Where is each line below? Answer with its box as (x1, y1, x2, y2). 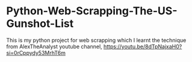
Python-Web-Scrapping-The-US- (6, 4, 178, 18)
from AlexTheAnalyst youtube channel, (6, 43, 102, 50)
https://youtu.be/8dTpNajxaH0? (103, 43, 182, 50)
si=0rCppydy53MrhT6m (6, 49, 66, 56)
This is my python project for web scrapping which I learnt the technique (6, 36, 187, 44)
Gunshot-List (6, 17, 74, 30)
